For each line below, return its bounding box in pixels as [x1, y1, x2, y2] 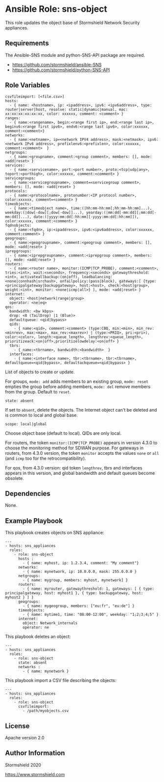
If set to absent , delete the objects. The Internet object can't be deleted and [5, 407, 158, 413]
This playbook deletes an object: [5, 634, 71, 640]
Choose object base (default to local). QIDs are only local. [5, 430, 121, 436]
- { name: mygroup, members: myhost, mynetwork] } [23, 578, 128, 583]
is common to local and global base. [5, 412, 78, 418]
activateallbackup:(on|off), [20, 274, 80, 279]
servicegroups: [5, 176, 36, 181]
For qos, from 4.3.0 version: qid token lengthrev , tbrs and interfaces [5, 465, 142, 470]
